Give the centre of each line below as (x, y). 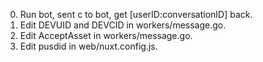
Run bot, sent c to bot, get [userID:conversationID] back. (136, 14)
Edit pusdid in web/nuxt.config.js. (88, 46)
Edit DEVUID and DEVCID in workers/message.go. (123, 25)
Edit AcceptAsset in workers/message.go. (106, 35)
